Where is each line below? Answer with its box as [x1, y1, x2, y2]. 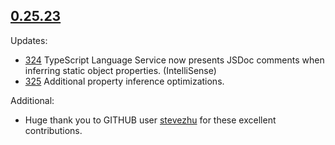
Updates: [10, 34, 48, 46]
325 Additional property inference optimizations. [24, 75, 225, 87]
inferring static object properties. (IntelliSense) [24, 64, 217, 76]
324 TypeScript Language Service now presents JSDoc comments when [24, 54, 325, 66]
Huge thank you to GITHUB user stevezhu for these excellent [24, 114, 277, 126]
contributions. [24, 124, 83, 136]
